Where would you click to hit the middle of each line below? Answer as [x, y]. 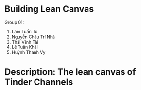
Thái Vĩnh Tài [25, 42]
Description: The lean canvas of [70, 72]
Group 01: [14, 22]
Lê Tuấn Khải [25, 47]
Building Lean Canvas [49, 9]
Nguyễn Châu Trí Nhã [33, 37]
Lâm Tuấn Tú [25, 31]
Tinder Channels [39, 82]
